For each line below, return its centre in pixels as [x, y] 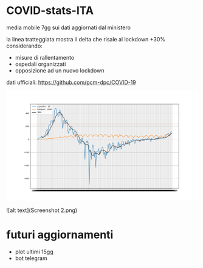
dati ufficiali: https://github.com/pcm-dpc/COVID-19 [71, 82]
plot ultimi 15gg [34, 252]
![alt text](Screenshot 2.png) [42, 210]
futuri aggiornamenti [60, 235]
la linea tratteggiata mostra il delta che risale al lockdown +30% [86, 39]
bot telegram [31, 258]
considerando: [24, 46]
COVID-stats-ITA [50, 11]
